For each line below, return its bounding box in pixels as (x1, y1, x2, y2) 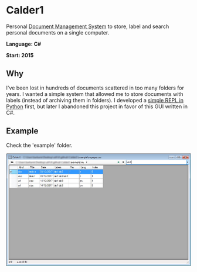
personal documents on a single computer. (6, 29, 110, 36)
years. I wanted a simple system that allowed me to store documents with (6, 90, 184, 97)
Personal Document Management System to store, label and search (6, 23, 169, 30)
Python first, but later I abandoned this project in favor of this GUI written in (6, 103, 188, 110)
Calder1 (6, 4, 44, 17)
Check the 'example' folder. (6, 142, 73, 149)
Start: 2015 (6, 51, 34, 58)
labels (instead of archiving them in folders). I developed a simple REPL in (6, 97, 184, 104)
